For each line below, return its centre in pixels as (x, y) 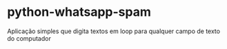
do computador (29, 38)
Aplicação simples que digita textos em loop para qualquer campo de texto (114, 31)
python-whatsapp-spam (79, 12)
